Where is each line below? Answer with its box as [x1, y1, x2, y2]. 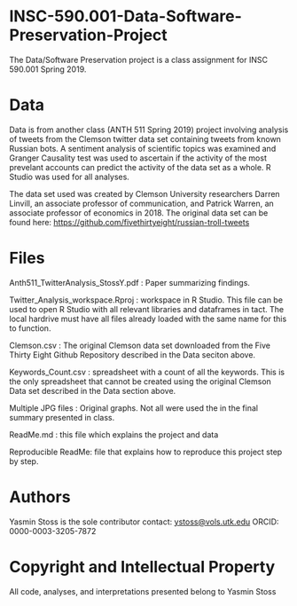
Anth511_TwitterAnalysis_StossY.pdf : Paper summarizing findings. [9, 277, 251, 287]
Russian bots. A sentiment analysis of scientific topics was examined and [9, 143, 277, 153]
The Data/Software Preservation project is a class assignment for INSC [9, 54, 269, 65]
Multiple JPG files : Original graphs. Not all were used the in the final [9, 402, 259, 413]
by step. [9, 455, 39, 467]
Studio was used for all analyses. [9, 171, 130, 182]
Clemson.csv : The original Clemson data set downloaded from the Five [9, 340, 270, 350]
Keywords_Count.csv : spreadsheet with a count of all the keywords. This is [9, 366, 285, 377]
